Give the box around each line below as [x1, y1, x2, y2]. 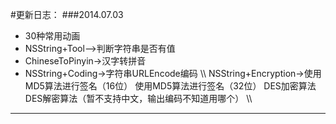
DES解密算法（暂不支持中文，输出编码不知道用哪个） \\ [24, 93, 253, 104]
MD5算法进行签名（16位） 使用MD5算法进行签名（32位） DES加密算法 [24, 80, 317, 92]
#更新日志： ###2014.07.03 [10, 9, 124, 20]
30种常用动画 [24, 30, 81, 42]
